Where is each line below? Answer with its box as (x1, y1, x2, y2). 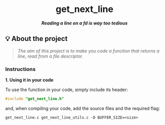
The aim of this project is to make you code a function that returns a (17, 47, 160, 53)
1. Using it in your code (5, 77, 54, 83)
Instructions (5, 65, 36, 72)
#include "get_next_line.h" (5, 96, 64, 101)
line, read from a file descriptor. (17, 53, 84, 59)
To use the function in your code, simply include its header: (5, 86, 128, 93)
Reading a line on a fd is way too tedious (41, 20, 128, 26)
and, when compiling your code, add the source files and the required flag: (5, 105, 160, 111)
